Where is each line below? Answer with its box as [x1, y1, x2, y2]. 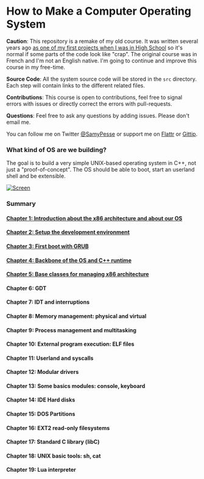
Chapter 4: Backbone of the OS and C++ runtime [6, 257, 132, 264]
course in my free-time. [6, 63, 66, 71]
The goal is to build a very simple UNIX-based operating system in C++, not [6, 159, 197, 167]
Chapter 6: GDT [6, 284, 47, 291]
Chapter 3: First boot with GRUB [6, 243, 89, 250]
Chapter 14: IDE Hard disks [6, 396, 76, 404]
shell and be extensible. [6, 172, 66, 180]
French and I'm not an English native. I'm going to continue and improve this [6, 57, 197, 64]
